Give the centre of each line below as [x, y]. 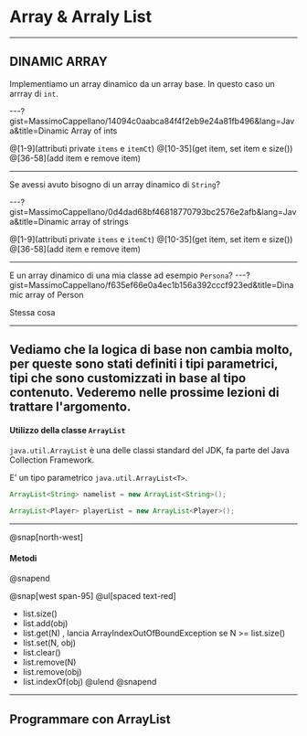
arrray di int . [34, 93]
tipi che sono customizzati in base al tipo [128, 378]
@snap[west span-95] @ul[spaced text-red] [93, 596]
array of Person [54, 294]
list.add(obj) [45, 624]
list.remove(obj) [52, 672]
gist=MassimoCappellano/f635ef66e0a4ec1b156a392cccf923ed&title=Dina [152, 284]
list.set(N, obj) [49, 643]
